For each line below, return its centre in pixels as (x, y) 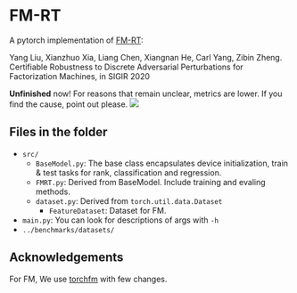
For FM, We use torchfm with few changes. (88, 279)
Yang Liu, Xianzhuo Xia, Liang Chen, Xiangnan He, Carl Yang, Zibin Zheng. (146, 57)
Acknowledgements (66, 258)
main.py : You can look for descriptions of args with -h (120, 220)
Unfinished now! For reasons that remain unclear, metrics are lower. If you (146, 94)
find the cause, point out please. (69, 104)
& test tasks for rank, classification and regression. (128, 172)
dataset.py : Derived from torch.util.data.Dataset (129, 200)
